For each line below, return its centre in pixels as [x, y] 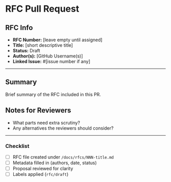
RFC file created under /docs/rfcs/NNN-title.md [63, 157]
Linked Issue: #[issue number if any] [51, 61]
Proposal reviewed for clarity [43, 169]
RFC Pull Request [42, 9]
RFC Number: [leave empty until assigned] [58, 40]
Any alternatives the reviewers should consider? [63, 128]
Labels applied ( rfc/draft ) [40, 174]
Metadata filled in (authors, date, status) [54, 163]
